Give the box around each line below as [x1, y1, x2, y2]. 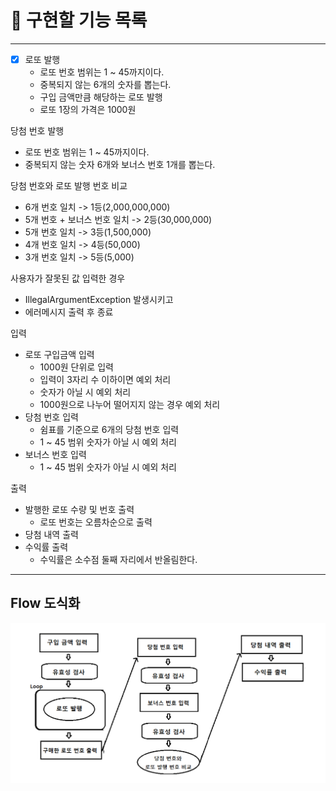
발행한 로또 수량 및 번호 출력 [24, 504, 135, 515]
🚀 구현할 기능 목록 [10, 9, 148, 32]
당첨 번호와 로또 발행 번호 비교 [10, 180, 128, 191]
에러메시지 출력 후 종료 [24, 306, 114, 318]
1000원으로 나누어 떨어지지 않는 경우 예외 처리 [39, 399, 221, 410]
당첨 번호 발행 [10, 125, 65, 136]
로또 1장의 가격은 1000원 [39, 104, 137, 115]
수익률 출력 [24, 541, 69, 553]
